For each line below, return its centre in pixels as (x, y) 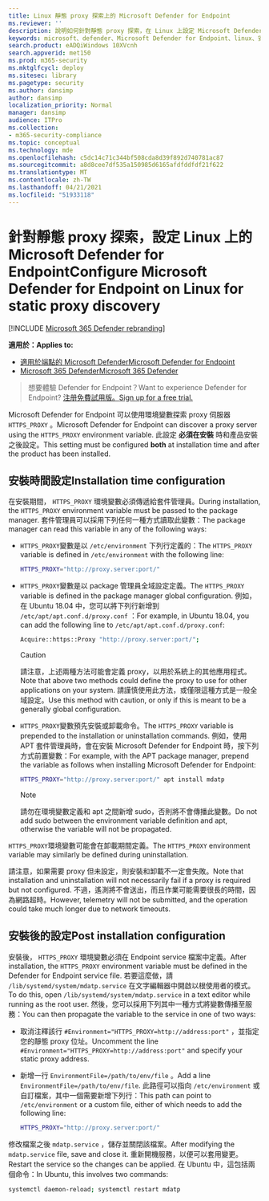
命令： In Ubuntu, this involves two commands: (92, 1174)
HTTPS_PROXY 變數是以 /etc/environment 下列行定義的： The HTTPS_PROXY (136, 546)
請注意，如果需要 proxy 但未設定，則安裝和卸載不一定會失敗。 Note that (126, 871)
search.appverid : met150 (50, 53)
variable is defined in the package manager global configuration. (126, 596)
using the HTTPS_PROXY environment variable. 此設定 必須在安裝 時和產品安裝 (133, 434)
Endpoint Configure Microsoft (108, 272)
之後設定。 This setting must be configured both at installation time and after (134, 444)
